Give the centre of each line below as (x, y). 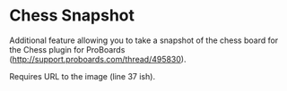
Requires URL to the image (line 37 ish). (82, 76)
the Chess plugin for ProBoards (67, 49)
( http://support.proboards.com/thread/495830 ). (98, 59)
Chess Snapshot (72, 16)
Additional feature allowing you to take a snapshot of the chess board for (144, 40)
